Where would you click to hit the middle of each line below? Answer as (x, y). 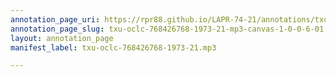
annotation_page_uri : (55, 19)
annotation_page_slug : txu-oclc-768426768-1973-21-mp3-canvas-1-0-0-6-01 (167, 29)
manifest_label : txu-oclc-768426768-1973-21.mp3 (113, 47)
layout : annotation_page (62, 38)
